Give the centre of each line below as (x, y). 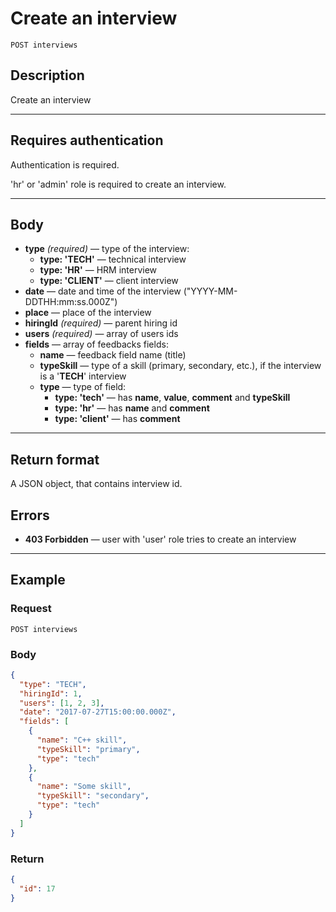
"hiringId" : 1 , (51, 693)
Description (47, 75)
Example (38, 580)
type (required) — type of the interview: (107, 249)
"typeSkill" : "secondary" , (93, 796)
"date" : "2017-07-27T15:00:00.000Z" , (98, 712)
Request (31, 609)
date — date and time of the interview (103, 291)
